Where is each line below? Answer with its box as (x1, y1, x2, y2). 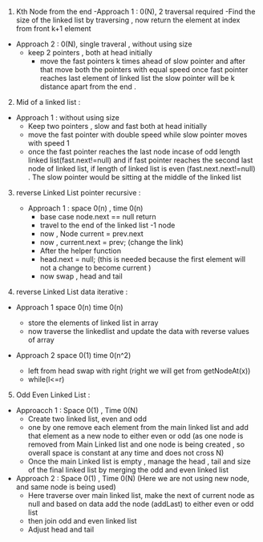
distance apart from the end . (39, 82, 136, 91)
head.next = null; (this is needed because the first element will (39, 255, 246, 263)
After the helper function (39, 246, 122, 255)
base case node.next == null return (39, 212, 156, 221)
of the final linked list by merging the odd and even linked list (27, 465, 229, 475)
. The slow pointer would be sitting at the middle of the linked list (27, 172, 242, 182)
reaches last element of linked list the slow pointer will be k (39, 74, 235, 82)
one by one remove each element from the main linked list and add (27, 423, 249, 432)
